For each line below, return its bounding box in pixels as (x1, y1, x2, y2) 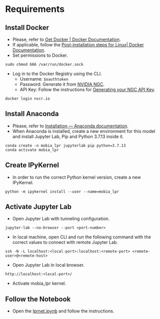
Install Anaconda (5, 109, 59, 118)
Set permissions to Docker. (12, 52, 68, 58)
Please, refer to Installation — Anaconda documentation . (12, 123, 129, 129)
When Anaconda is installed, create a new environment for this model (12, 128, 156, 134)
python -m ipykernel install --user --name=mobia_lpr (5, 189, 120, 194)
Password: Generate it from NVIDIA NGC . (19, 81, 105, 87)
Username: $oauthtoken (19, 76, 69, 82)
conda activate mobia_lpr (5, 147, 59, 152)
